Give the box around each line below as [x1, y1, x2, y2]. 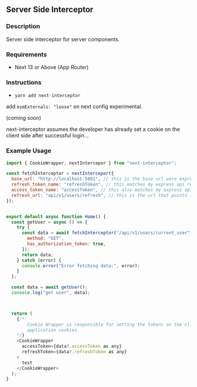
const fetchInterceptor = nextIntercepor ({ [6, 170, 114, 177]
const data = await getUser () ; [11, 284, 88, 290]
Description [6, 22, 40, 31]
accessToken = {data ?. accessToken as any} [21, 344, 122, 349]
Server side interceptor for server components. [6, 35, 120, 43]
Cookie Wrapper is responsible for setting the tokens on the [27, 321, 182, 328]
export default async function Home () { [6, 214, 107, 220]
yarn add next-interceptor [14, 93, 81, 99]
